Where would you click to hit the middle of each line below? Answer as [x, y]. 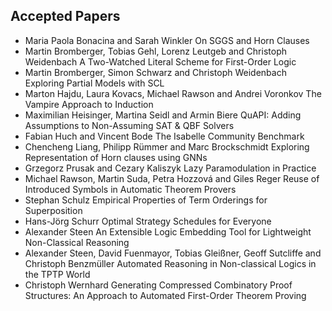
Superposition [53, 210]
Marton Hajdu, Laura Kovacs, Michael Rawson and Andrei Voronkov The [173, 93]
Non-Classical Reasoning [77, 242]
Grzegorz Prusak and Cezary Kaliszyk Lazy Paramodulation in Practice [170, 168]
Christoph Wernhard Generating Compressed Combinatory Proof [158, 285]
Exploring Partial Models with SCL [94, 83]
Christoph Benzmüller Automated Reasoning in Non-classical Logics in [170, 263]
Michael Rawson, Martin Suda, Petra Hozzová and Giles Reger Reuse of [172, 178]
